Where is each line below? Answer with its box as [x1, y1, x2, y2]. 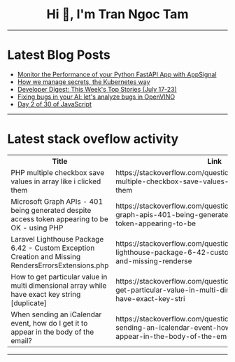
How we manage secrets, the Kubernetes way [17, 77, 150, 86]
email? [10, 335, 33, 345]
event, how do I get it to [10, 318, 88, 328]
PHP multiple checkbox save [10, 167, 105, 177]
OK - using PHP [10, 223, 64, 232]
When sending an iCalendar [10, 309, 102, 319]
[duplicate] [10, 298, 47, 307]
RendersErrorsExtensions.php [10, 260, 109, 270]
